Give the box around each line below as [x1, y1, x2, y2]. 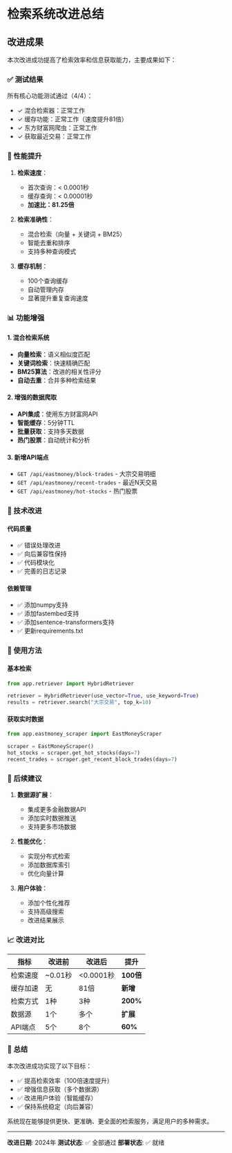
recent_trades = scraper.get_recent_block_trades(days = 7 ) [7, 756, 177, 763]
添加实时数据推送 [27, 814, 77, 822]
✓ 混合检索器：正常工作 [17, 107, 86, 115]
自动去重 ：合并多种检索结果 [17, 376, 97, 384]
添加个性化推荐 [27, 899, 70, 907]
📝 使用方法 [7, 646, 43, 655]
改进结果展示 [27, 916, 64, 925]
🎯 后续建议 [7, 773, 43, 783]
